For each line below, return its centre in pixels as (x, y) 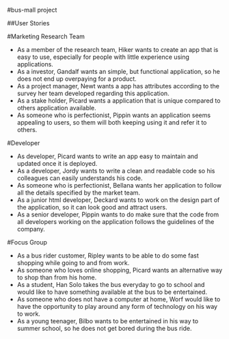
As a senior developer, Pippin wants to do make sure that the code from (118, 214)
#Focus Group (27, 242)
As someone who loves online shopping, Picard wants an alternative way (120, 270)
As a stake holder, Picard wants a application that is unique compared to (119, 101)
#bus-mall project (32, 10)
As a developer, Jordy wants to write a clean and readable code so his (116, 171)
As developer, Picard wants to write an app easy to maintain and (107, 156)
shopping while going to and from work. (73, 263)
